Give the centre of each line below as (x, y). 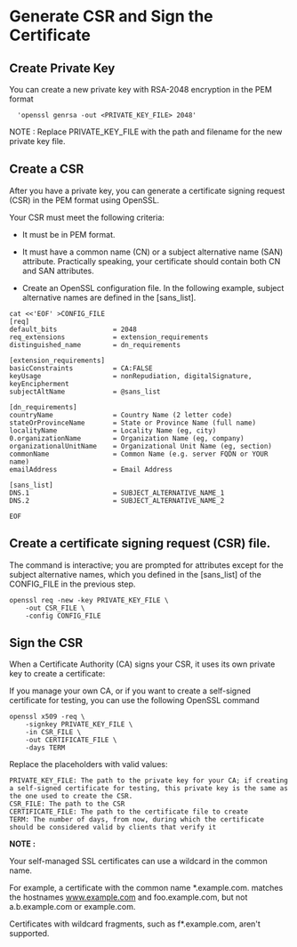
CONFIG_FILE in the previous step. (72, 584)
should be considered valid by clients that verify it (113, 828)
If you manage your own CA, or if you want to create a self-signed (130, 691)
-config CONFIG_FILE (63, 616)
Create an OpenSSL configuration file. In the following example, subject (153, 287)
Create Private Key (62, 68)
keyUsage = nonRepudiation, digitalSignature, (131, 376)
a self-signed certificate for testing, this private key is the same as (149, 789)
